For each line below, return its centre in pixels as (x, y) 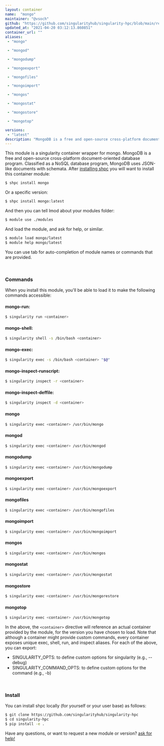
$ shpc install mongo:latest (35, 202)
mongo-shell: (19, 328)
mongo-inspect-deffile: (30, 392)
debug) (20, 663)
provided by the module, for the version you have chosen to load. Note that (81, 632)
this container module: (28, 174)
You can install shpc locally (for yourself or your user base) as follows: (76, 706)
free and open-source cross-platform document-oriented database (73, 158)
